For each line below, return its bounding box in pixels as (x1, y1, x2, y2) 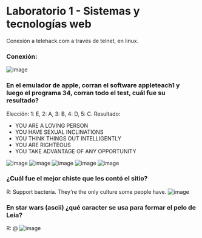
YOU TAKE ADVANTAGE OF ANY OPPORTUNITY (15, 147, 136, 155)
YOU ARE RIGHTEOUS (15, 141, 72, 148)
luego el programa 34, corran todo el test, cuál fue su (6, 89, 166, 98)
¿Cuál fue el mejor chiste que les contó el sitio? (6, 174, 148, 183)
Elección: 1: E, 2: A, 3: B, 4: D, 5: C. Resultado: (6, 110, 121, 117)
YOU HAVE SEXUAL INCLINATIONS (15, 128, 104, 136)
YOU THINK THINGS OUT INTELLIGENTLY (15, 134, 121, 142)
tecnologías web (6, 17, 92, 31)
